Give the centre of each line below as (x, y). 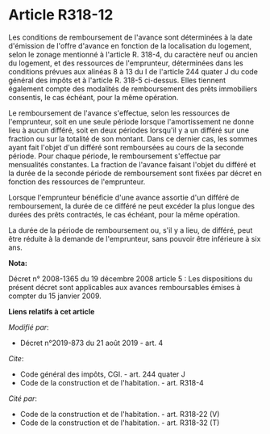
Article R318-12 (61, 15)
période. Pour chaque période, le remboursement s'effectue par (115, 156)
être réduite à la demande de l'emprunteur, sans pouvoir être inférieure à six (135, 238)
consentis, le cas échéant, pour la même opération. (93, 97)
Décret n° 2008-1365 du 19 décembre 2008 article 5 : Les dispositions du (131, 278)
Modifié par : (29, 327)
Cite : (16, 358)
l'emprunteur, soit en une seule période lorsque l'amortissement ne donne (131, 121)
